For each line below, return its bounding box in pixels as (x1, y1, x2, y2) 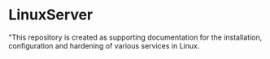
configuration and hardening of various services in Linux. (8, 40, 200, 50)
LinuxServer (8, 6, 94, 24)
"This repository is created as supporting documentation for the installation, (8, 32, 263, 42)
